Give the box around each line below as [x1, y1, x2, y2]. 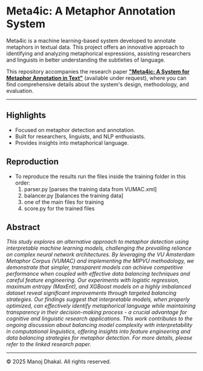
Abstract [6, 222, 40, 232]
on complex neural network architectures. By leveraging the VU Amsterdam [6, 251, 195, 258]
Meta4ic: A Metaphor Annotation [6, 4, 176, 18]
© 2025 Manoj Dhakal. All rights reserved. [6, 358, 111, 366]
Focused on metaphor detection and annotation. [14, 126, 135, 133]
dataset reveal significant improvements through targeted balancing [6, 290, 176, 297]
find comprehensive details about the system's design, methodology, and [6, 80, 189, 88]
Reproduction [6, 157, 59, 167]
